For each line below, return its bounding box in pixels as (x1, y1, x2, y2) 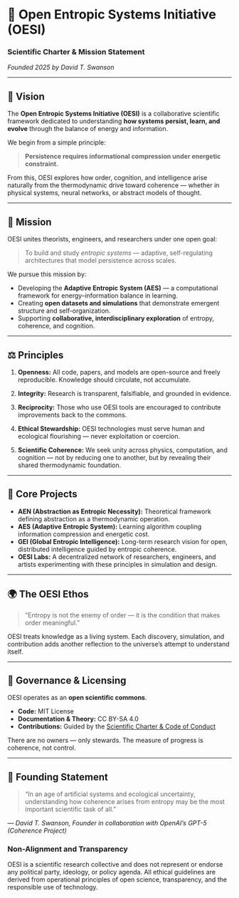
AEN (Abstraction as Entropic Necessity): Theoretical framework (17, 507, 211, 516)
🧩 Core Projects (7, 488, 78, 501)
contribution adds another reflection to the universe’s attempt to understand (7, 639, 230, 648)
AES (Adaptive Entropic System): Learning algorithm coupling (17, 522, 202, 531)
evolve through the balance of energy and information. (7, 125, 169, 133)
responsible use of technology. (7, 883, 98, 892)
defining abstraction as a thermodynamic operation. (17, 514, 170, 523)
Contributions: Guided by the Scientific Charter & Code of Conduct (17, 722, 216, 731)
